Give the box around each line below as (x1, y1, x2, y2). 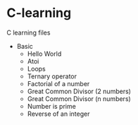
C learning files (6, 28, 51, 37)
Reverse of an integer (27, 109, 90, 118)
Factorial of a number (27, 79, 90, 88)
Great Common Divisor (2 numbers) (27, 87, 132, 95)
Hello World (27, 49, 62, 58)
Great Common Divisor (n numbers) (27, 94, 131, 103)
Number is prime (27, 102, 77, 110)
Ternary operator (27, 72, 77, 81)
